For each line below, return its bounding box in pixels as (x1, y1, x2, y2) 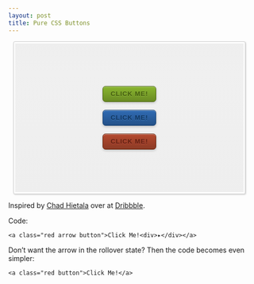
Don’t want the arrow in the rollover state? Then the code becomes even (8, 245, 244, 255)
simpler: (8, 253, 35, 263)
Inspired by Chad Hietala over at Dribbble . (8, 200, 145, 210)
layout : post (8, 11, 52, 20)
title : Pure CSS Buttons (8, 19, 90, 27)
